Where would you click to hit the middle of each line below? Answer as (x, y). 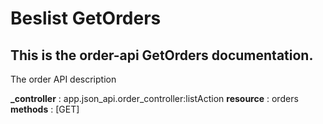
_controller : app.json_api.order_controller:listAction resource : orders (154, 98)
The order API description (63, 79)
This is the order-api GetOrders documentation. (162, 55)
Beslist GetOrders (86, 18)
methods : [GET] (45, 109)
